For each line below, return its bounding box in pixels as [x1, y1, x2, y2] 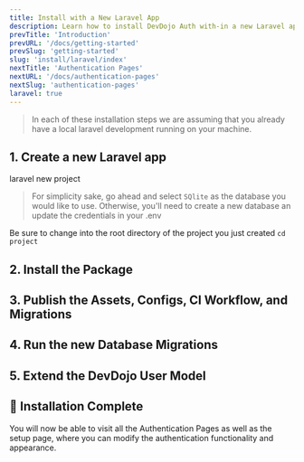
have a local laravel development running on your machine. [31, 123, 252, 134]
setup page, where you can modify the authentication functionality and [9, 432, 274, 443]
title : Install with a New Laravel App [9, 13, 160, 23]
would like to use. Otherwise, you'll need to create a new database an [31, 201, 291, 212]
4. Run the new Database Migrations [9, 337, 219, 353]
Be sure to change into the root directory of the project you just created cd [9, 228, 286, 239]
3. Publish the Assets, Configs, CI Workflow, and [9, 293, 288, 308]
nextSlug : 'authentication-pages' [9, 80, 140, 90]
